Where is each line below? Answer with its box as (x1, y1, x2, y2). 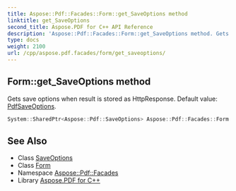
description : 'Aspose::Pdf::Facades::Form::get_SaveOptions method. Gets (7, 30, 230, 37)
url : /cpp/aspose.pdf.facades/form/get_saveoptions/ (7, 50, 166, 57)
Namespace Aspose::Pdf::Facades (17, 168, 119, 177)
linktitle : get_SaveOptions (7, 17, 90, 24)
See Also (7, 135, 47, 147)
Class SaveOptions (17, 154, 73, 162)
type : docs (7, 37, 40, 44)
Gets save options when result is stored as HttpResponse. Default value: (7, 94, 218, 103)
